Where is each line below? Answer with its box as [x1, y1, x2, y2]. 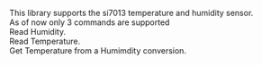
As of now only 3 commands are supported [9, 17, 170, 28]
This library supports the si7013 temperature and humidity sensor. [9, 8, 254, 18]
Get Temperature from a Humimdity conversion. [9, 45, 187, 56]
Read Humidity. [9, 27, 66, 37]
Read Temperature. [9, 36, 81, 46]
